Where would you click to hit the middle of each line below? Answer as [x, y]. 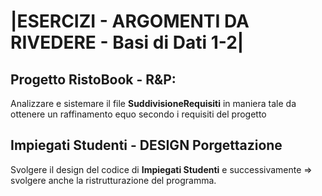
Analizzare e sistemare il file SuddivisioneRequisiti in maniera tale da [153, 103]
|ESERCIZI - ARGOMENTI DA [130, 21]
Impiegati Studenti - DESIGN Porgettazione [146, 145]
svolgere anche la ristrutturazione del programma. [113, 180]
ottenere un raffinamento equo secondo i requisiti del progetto [138, 114]
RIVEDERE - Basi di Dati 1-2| [127, 42]
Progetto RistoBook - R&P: [93, 79]
